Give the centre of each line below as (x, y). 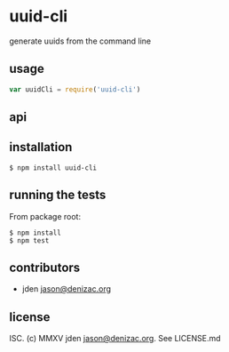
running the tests (58, 195)
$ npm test (29, 240)
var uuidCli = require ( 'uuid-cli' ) (75, 89)
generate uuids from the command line (80, 41)
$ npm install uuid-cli (53, 168)
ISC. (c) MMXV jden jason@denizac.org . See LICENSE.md (115, 339)
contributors (45, 268)
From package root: (45, 216)
